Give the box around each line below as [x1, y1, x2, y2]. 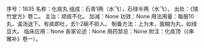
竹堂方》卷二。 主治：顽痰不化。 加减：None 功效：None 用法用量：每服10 [6, 13, 195, 20]
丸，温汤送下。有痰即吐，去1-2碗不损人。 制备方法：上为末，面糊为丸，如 [6, 20, 192, 27]
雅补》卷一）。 [6, 35, 41, 42]
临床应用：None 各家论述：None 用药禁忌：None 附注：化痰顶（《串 [23, 28, 194, 35]
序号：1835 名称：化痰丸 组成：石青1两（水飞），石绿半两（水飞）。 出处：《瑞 [6, 5, 199, 12]
